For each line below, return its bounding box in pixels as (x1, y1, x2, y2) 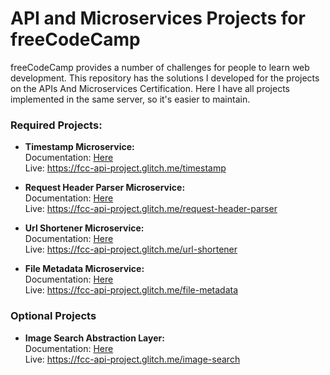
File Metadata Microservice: (24, 263, 145, 275)
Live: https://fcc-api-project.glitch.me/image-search (24, 353, 241, 365)
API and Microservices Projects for (10, 7, 306, 30)
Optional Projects (10, 309, 97, 323)
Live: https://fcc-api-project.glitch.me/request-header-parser (24, 203, 278, 215)
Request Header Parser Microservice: (24, 182, 186, 194)
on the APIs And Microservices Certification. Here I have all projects (10, 82, 290, 94)
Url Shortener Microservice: (24, 222, 145, 234)
